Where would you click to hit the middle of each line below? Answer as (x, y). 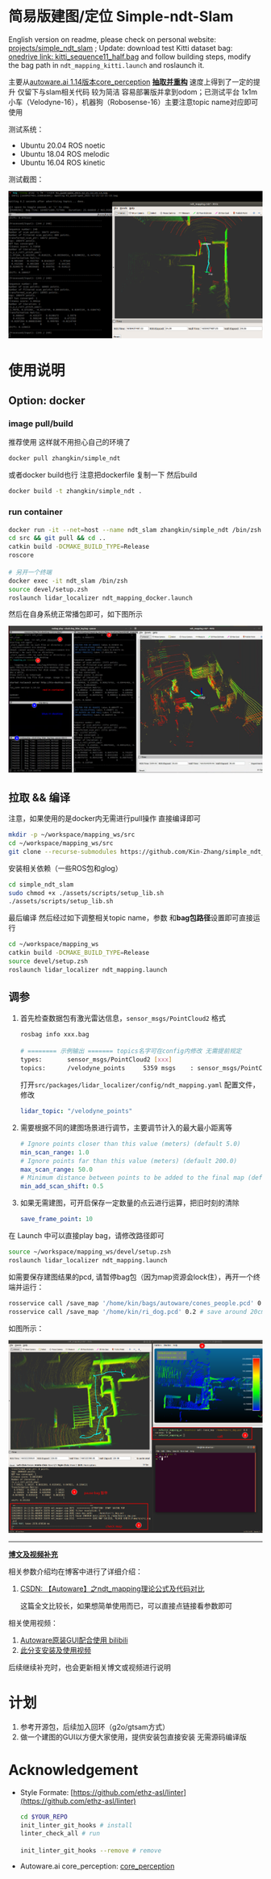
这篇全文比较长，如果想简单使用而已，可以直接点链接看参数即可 (126, 1605)
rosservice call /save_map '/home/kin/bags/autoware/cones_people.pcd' (131, 1303)
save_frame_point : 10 (56, 1220)
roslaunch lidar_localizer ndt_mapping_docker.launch (101, 598)
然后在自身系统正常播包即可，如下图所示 (75, 614)
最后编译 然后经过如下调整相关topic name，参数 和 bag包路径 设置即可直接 (131, 918)
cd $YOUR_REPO (44, 1817)
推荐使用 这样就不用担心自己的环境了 (69, 442)
